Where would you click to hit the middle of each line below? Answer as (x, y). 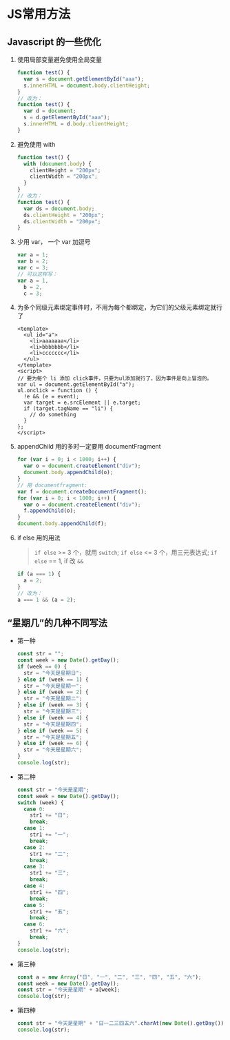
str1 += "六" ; (50, 931)
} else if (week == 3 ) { (53, 705)
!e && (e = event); (51, 397)
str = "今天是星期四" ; (53, 724)
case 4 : (35, 886)
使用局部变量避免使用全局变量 (59, 60)
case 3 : (35, 867)
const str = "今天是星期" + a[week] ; (69, 990)
